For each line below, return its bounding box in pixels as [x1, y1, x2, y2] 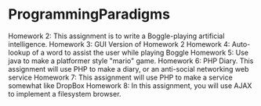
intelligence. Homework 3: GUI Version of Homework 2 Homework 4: [8, 39, 230, 48]
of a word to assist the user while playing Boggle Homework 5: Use [31, 48, 249, 57]
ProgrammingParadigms [8, 5, 171, 23]
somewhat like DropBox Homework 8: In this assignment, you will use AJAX [8, 80, 252, 90]
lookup [8, 48, 31, 57]
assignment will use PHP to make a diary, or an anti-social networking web [8, 64, 249, 73]
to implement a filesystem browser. [8, 89, 121, 98]
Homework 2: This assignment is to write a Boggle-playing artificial [8, 31, 225, 41]
